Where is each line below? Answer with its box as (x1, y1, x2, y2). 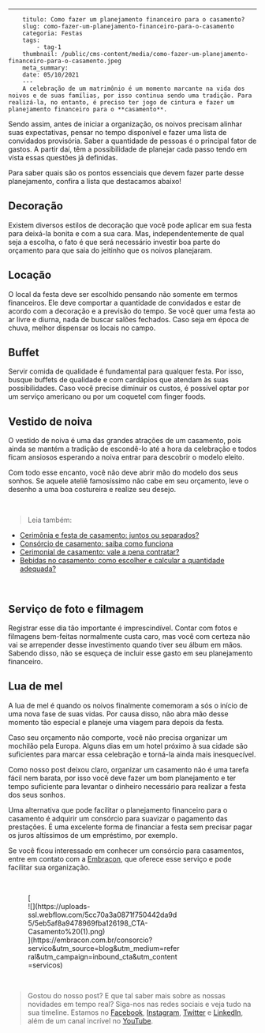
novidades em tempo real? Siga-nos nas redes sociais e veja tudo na (27, 999, 252, 1009)
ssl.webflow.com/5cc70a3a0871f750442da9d (28, 910, 177, 919)
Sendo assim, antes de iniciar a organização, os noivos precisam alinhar (8, 119, 243, 129)
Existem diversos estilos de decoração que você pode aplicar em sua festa (8, 220, 252, 230)
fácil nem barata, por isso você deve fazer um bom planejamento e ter (8, 773, 237, 783)
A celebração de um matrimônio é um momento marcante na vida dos (22, 85, 245, 92)
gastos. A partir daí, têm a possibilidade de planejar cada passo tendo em (8, 145, 247, 154)
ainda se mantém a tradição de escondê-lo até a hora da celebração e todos (8, 444, 257, 454)
